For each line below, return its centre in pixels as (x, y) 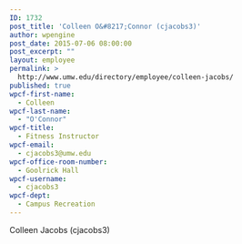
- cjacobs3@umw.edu (55, 153)
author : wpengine (42, 35)
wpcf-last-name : (40, 111)
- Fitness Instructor (59, 137)
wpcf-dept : (30, 196)
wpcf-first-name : (42, 94)
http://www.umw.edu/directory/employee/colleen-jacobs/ (126, 77)
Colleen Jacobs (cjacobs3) (60, 229)
